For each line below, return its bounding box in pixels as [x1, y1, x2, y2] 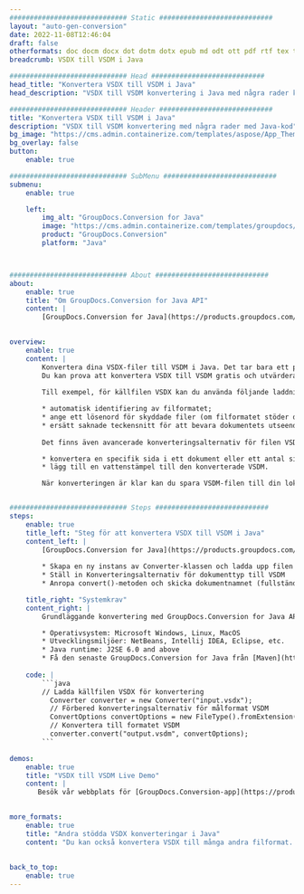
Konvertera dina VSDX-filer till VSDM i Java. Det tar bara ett [42, 363, 290, 372]
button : [9, 147, 39, 157]
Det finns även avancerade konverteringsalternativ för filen [42, 438, 281, 447]
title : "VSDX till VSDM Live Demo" [25, 771, 160, 780]
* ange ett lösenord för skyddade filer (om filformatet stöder [42, 413, 290, 422]
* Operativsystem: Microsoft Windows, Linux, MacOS [42, 628, 242, 638]
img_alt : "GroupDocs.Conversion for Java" [42, 214, 204, 223]
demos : [9, 754, 34, 763]
